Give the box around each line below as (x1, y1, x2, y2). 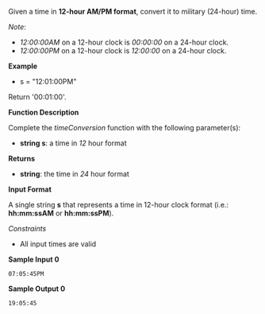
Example (8, 61, 38, 71)
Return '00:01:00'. (8, 92, 67, 102)
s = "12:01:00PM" (19, 77, 77, 86)
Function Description (8, 107, 79, 117)
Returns (8, 154, 36, 163)
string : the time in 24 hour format (19, 169, 129, 178)
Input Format (8, 184, 52, 194)
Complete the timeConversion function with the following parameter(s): (8, 123, 241, 132)
